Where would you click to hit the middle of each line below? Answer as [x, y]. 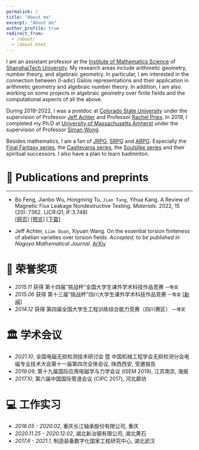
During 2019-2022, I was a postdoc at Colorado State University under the [97, 111]
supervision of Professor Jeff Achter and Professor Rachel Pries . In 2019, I [97, 117]
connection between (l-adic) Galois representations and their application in [97, 80]
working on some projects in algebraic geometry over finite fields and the [96, 93]
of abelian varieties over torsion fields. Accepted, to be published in [97, 237]
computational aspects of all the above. [54, 99]
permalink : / [22, 12]
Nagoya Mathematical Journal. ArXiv [60, 243]
